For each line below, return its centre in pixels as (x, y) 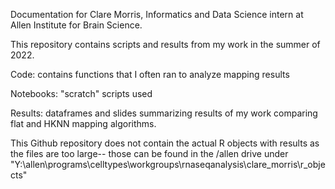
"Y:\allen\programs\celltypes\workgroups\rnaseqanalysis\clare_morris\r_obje (168, 164)
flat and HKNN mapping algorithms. (83, 123)
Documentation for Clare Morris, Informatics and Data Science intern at (157, 14)
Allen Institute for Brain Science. (76, 25)
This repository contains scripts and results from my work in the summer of (165, 44)
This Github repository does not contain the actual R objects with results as (165, 143)
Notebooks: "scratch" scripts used (81, 93)
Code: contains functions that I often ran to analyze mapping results (150, 74)
